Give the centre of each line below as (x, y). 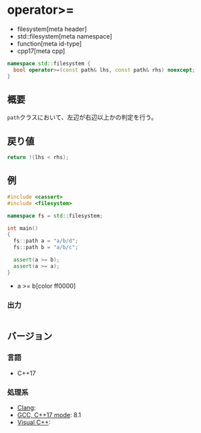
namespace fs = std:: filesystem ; (55, 215)
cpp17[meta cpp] (41, 51)
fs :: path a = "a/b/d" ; (46, 241)
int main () (23, 228)
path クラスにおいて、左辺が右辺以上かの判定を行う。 (82, 117)
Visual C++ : (34, 422)
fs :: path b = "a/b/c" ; (46, 247)
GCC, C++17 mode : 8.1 (49, 414)
